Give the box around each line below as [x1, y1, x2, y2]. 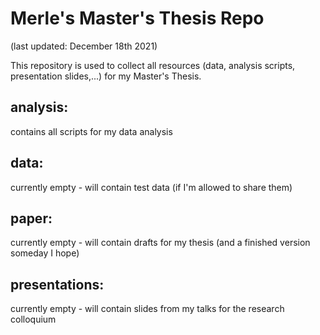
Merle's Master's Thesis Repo [10, 7, 265, 30]
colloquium [10, 313, 57, 326]
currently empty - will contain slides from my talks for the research [10, 303, 285, 315]
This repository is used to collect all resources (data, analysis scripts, [10, 59, 296, 71]
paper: [10, 210, 53, 227]
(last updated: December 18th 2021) [10, 40, 158, 52]
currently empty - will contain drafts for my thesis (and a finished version [10, 237, 311, 249]
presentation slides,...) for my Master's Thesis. [10, 70, 202, 82]
